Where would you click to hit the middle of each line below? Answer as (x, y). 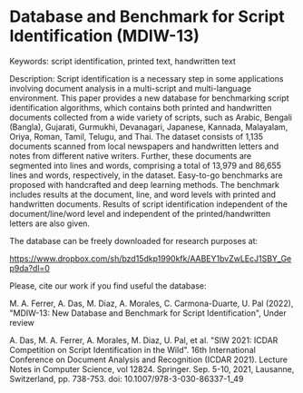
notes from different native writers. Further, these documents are (131, 155)
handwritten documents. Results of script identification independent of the (149, 204)
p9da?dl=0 (29, 268)
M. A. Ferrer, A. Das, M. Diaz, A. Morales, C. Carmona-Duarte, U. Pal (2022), (151, 303)
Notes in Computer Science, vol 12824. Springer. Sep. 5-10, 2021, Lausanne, (152, 368)
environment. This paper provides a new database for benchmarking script (149, 98)
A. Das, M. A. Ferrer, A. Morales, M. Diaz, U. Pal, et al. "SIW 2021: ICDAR (144, 340)
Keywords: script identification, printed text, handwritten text (122, 61)
